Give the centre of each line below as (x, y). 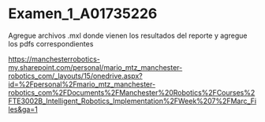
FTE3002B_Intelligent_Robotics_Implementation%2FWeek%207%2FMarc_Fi (132, 101)
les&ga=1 (23, 109)
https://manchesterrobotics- (54, 59)
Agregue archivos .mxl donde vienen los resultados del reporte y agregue (128, 35)
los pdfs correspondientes (51, 43)
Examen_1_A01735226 (83, 14)
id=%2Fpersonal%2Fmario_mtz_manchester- (82, 84)
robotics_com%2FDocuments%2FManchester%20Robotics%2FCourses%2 (132, 92)
